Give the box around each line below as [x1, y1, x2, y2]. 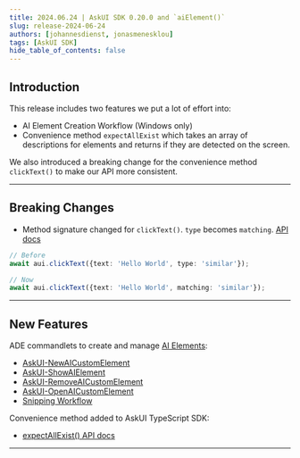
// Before [9, 251, 46, 260]
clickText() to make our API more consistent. [9, 166, 179, 177]
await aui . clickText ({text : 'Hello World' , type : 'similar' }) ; [9, 259, 250, 268]
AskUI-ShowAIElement [21, 367, 105, 378]
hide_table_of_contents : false [9, 46, 126, 55]
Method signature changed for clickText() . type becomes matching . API [21, 224, 288, 235]
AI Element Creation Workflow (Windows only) [21, 120, 194, 130]
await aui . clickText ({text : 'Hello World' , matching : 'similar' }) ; [9, 283, 266, 293]
